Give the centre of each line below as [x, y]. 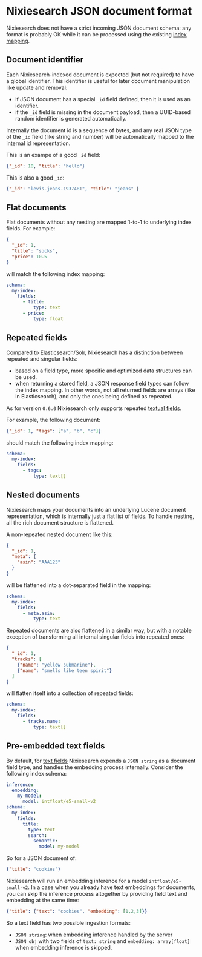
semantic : [46, 841]
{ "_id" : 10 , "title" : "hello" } [46, 166]
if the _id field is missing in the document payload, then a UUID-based [103, 112]
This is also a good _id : [35, 178]
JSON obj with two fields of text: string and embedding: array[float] [103, 941]
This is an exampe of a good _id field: [54, 155]
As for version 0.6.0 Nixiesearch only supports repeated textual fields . [94, 408]
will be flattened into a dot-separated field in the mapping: [79, 585]
